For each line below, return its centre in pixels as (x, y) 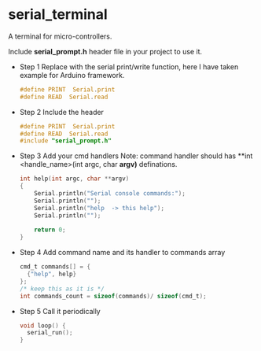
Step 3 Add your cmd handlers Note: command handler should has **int (136, 156)
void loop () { (42, 325)
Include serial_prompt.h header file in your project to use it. (105, 51)
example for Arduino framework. (72, 75)
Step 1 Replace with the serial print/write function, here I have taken (129, 67)
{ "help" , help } (52, 274)
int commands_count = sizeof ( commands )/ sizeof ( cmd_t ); (113, 296)
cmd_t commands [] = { (55, 267)
